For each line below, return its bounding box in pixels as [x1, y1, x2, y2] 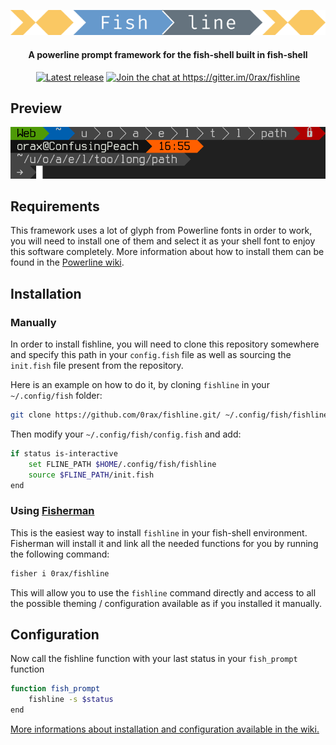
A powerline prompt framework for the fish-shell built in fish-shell [28, 48, 308, 60]
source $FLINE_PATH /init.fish [28, 470, 155, 480]
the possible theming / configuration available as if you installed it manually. [10, 597, 322, 609]
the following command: [10, 548, 110, 560]
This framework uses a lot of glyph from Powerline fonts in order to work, [10, 225, 313, 237]
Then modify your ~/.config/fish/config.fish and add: [10, 428, 242, 440]
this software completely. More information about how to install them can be [10, 246, 325, 258]
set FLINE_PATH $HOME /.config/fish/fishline [28, 459, 217, 469]
